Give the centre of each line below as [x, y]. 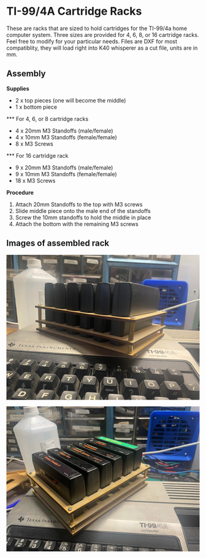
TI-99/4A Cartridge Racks [74, 11]
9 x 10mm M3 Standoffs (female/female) [66, 174]
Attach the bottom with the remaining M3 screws [77, 224]
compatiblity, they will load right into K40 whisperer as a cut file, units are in [102, 48]
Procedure [20, 192]
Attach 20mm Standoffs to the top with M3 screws [79, 204]
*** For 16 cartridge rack [37, 155]
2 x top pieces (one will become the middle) [71, 100]
